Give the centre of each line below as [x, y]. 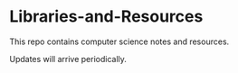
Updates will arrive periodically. [68, 59]
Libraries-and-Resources [106, 17]
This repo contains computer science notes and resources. [119, 41]
